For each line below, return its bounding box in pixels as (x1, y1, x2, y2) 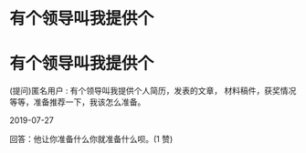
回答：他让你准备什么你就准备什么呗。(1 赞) (9, 134, 174, 145)
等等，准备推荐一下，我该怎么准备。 (9, 97, 146, 107)
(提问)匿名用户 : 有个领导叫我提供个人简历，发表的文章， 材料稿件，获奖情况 (9, 86, 297, 97)
